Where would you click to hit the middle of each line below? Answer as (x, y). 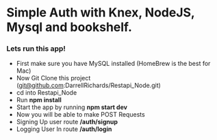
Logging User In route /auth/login (64, 129)
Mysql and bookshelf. (69, 27)
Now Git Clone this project (53, 78)
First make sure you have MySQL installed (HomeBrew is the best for (113, 64)
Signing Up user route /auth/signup (67, 122)
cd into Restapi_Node (47, 93)
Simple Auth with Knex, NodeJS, (101, 13)
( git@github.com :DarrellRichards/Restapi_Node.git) (89, 85)
